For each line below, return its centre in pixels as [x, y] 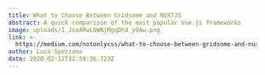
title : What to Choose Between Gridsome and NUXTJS [95, 15]
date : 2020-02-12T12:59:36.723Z [61, 59]
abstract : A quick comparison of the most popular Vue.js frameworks [125, 23]
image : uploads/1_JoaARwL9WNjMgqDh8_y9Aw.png [84, 30]
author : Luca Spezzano [45, 52]
